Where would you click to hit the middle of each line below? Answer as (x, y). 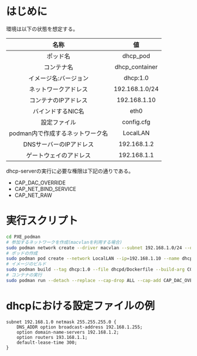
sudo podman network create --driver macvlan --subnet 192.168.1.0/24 (94, 248)
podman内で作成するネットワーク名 (59, 133)
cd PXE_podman (23, 237)
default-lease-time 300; (47, 342)
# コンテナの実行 (24, 275)
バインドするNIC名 (58, 111)
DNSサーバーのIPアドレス (58, 144)
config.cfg (136, 122)
